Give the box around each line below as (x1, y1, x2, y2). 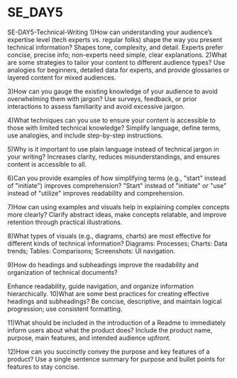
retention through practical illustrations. (7, 218, 123, 226)
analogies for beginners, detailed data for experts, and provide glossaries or (7, 65, 230, 74)
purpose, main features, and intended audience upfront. (7, 333, 172, 342)
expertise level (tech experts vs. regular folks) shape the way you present (7, 35, 222, 43)
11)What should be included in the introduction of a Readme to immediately (7, 318, 226, 327)
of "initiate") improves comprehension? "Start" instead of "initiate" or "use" (7, 181, 227, 189)
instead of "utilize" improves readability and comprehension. (7, 189, 184, 197)
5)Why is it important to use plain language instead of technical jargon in (7, 145, 219, 153)
